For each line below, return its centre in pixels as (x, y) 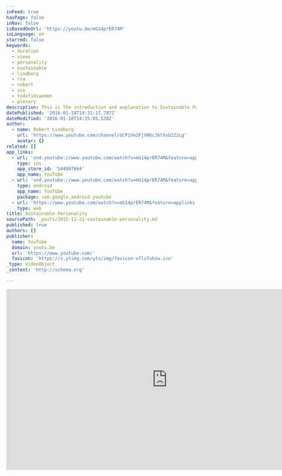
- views (21, 57)
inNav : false (23, 23)
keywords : (19, 46)
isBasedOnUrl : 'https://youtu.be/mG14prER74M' (66, 29)
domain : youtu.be (33, 247)
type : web (30, 208)
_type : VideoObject (31, 264)
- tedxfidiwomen (32, 96)
